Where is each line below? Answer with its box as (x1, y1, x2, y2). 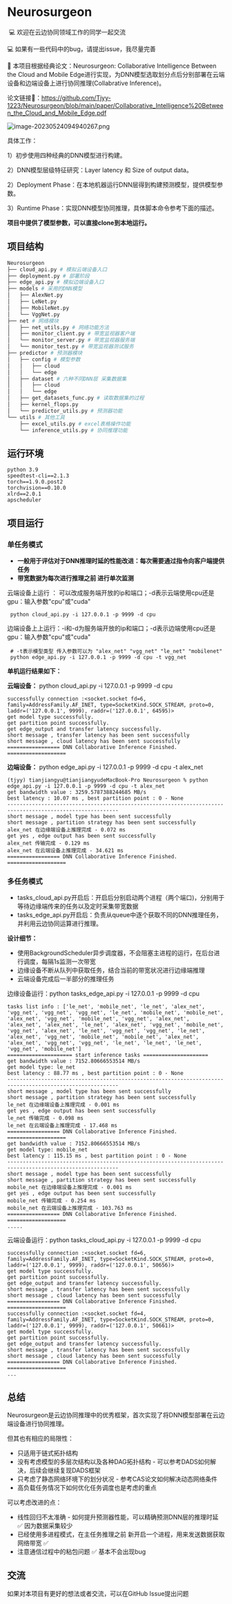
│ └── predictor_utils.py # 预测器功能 (7, 407, 123, 414)
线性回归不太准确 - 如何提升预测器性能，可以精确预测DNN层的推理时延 (17, 1513, 219, 1521)
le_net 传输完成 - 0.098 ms (7, 1115, 84, 1122)
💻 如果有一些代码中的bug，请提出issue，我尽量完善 (7, 44, 157, 53)
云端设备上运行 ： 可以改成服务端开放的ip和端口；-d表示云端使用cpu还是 (7, 589, 215, 597)
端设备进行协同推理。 (7, 1419, 68, 1428)
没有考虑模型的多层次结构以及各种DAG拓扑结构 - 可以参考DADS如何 (17, 1457, 211, 1466)
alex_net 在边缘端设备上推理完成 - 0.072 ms (7, 826, 126, 833)
